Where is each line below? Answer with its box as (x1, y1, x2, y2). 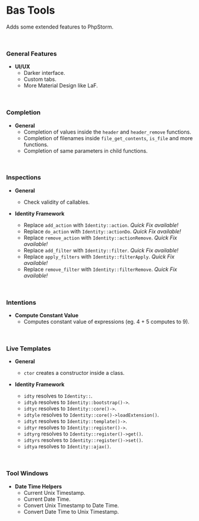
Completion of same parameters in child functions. (23, 147, 148, 154)
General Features (6, 49, 58, 58)
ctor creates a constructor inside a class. (23, 370, 125, 377)
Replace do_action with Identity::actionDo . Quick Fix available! (23, 228, 181, 235)
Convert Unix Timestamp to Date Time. (23, 501, 119, 509)
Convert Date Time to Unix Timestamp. (23, 508, 119, 515)
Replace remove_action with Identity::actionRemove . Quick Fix (23, 234, 177, 241)
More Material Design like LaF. (23, 82, 98, 89)
